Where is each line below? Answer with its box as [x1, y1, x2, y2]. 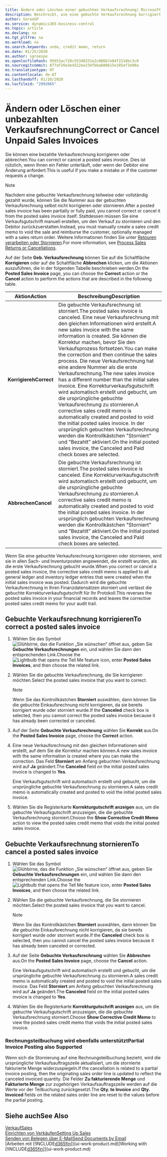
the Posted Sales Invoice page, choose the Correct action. [12, 733, 134, 739]
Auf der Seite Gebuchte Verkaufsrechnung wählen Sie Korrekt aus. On [12, 728, 159, 734]
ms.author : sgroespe [5, 53, 48, 59]
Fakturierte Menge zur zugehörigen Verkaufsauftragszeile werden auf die [5, 1081, 158, 1087]
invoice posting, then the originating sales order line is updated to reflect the [5, 1071, 162, 1077]
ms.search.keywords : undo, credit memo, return [5, 44, 106, 49]
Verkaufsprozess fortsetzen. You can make [58, 345, 158, 352]
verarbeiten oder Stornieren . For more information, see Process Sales [5, 239, 147, 245]
